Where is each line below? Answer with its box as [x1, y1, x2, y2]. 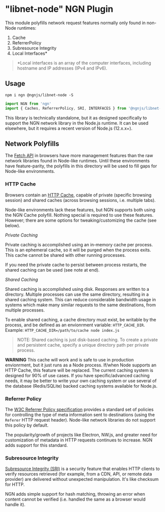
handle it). [5, 502, 26, 508]
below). [5, 222, 21, 228]
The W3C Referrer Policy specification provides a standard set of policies [5, 406, 154, 412]
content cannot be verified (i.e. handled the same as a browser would [5, 496, 146, 502]
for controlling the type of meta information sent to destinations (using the [5, 411, 155, 418]
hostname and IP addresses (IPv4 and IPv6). [17, 65, 108, 71]
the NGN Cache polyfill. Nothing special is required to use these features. [5, 212, 154, 218]
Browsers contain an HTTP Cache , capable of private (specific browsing [5, 192, 152, 198]
